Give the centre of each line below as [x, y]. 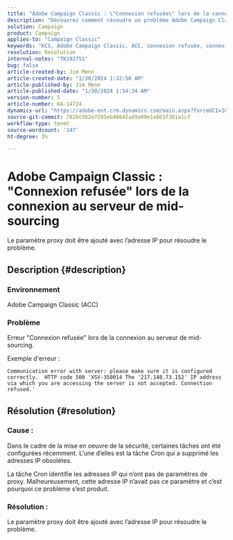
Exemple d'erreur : [34, 359]
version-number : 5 [34, 98]
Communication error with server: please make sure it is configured [110, 371]
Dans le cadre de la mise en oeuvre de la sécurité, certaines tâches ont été [114, 445]
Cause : [20, 430]
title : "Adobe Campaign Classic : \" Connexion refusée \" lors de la [108, 14]
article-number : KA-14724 [44, 104]
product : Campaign [34, 33]
